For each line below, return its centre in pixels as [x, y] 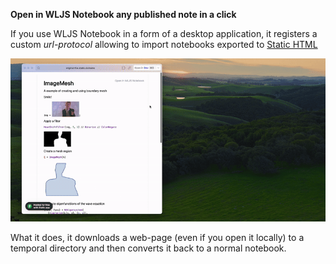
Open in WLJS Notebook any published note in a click [123, 14]
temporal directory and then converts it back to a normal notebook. [148, 248]
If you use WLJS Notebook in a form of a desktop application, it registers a [164, 33]
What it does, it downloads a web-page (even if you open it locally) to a [157, 238]
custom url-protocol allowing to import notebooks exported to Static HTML [164, 44]
